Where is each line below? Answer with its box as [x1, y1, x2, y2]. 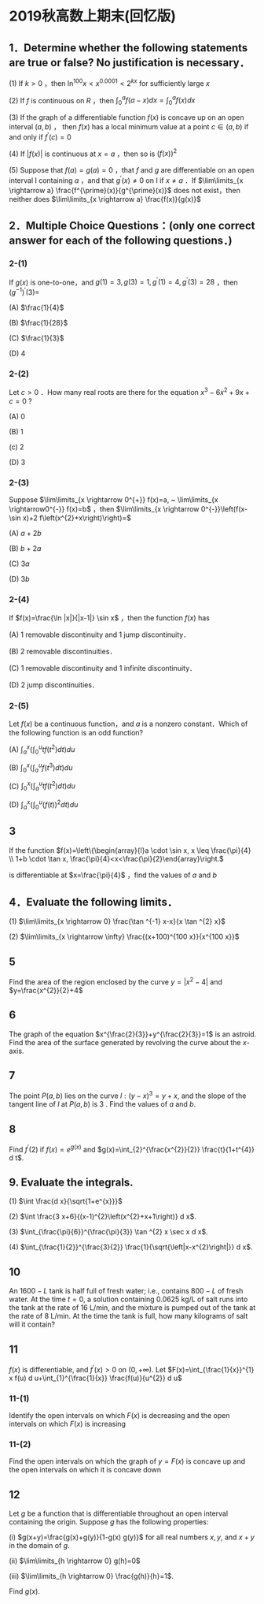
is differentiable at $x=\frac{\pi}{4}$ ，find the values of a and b [9, 870, 218, 880]
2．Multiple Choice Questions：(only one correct [9, 219, 255, 233]
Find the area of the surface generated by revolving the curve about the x [9, 1037, 247, 1047]
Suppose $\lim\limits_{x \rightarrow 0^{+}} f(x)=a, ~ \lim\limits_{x [9, 495, 218, 504]
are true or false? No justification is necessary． [9, 56, 250, 69]
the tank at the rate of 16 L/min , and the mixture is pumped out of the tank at [9, 1303, 256, 1312]
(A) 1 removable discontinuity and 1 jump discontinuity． [9, 630, 191, 639]
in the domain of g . [9, 1541, 70, 1550]
